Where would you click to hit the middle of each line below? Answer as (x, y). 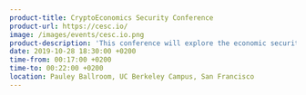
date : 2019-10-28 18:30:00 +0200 (73, 52)
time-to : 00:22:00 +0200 (56, 69)
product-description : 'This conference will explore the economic (138, 43)
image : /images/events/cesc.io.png (77, 34)
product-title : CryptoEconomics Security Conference (112, 18)
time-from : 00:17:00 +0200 (61, 60)
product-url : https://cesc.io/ (69, 26)
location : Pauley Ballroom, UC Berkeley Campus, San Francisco (132, 77)
